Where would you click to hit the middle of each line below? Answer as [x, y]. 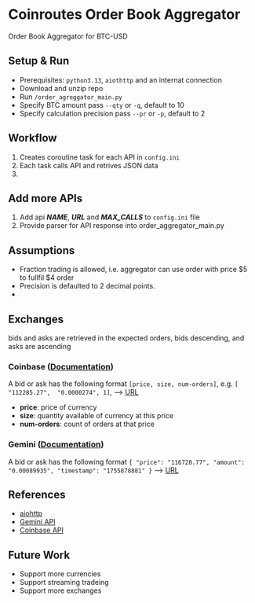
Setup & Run [39, 61]
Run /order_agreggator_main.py [71, 97]
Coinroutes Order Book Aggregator [124, 15]
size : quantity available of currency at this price [97, 416]
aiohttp [31, 513]
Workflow [33, 138]
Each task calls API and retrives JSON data [89, 165]
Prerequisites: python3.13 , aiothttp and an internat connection [120, 79]
